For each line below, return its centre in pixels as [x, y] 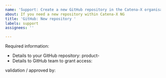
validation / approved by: [30, 70]
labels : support [22, 23]
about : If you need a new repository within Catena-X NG [65, 14]
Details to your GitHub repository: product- [56, 56]
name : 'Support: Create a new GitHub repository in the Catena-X [74, 10]
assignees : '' [20, 28]
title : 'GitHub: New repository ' [41, 19]
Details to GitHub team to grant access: [52, 61]
